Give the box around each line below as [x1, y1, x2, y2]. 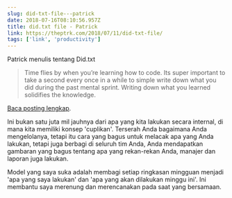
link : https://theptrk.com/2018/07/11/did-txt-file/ [7, 29, 163, 37]
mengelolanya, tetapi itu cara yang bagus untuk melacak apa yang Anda [7, 133, 214, 141]
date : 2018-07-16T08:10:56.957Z [7, 17, 101, 24]
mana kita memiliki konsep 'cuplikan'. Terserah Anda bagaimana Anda [7, 125, 207, 133]
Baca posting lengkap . [7, 104, 72, 113]
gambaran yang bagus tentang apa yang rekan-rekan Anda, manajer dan [7, 147, 216, 156]
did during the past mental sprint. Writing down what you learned [24, 83, 210, 92]
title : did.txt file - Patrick [7, 23, 98, 30]
